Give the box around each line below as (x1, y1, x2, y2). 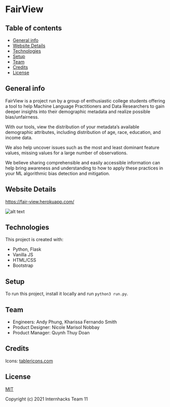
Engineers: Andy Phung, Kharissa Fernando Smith (12, 319, 117, 325)
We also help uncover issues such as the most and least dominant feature (5, 144, 160, 150)
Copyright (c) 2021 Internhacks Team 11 (5, 396, 88, 402)
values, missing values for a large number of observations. (5, 150, 128, 156)
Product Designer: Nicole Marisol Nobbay (12, 324, 100, 330)
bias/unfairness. (5, 114, 39, 120)
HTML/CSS (12, 257, 37, 263)
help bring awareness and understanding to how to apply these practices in (5, 165, 163, 171)
